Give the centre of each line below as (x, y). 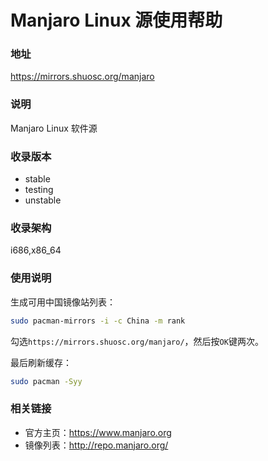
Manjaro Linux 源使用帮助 (116, 20)
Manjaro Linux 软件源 (54, 128)
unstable (43, 200)
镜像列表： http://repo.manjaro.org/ (96, 445)
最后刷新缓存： (41, 362)
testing (39, 190)
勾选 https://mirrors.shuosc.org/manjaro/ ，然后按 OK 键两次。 (137, 341)
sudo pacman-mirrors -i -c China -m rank (98, 321)
